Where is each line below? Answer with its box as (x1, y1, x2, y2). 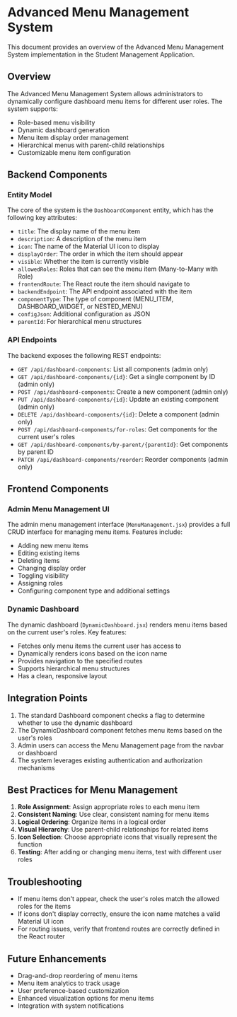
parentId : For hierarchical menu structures (17, 318, 142, 326)
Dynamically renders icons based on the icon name (17, 649, 168, 658)
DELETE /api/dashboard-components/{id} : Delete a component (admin (17, 409, 220, 418)
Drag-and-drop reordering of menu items (17, 971, 138, 980)
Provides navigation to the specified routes (17, 656, 143, 665)
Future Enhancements (7, 953, 108, 965)
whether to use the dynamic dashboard (17, 719, 133, 727)
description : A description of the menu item (17, 235, 146, 243)
